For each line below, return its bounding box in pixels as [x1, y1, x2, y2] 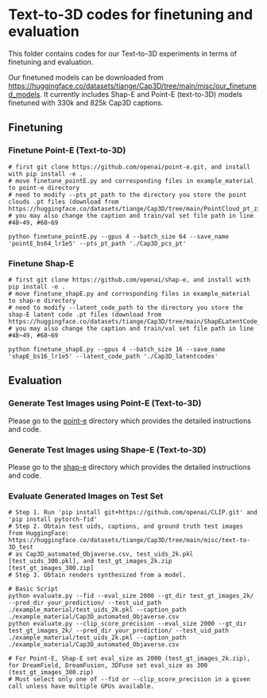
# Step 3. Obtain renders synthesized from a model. [8, 571, 187, 580]
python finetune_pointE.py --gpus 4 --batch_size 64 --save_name [8, 232, 229, 240]
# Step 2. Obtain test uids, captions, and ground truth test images [8, 522, 244, 530]
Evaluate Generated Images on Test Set [8, 491, 164, 502]
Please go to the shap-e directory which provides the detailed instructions [8, 462, 251, 471]
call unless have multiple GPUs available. [8, 682, 155, 691]
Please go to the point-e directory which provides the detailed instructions [8, 416, 252, 425]
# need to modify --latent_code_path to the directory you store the [8, 304, 244, 312]
